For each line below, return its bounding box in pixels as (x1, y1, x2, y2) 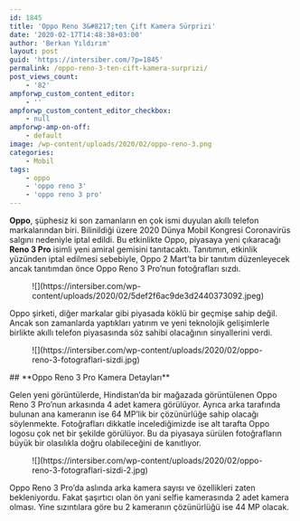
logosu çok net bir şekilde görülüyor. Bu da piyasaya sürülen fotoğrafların (9, 428, 282, 439)
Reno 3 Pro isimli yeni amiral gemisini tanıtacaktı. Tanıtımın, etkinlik (9, 244, 258, 255)
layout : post (9, 47, 59, 56)
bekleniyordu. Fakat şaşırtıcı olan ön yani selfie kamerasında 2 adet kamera (9, 492, 289, 503)
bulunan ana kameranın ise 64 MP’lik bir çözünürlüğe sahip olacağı (9, 409, 259, 420)
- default (25, 131, 63, 140)
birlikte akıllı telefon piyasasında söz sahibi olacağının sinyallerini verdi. (9, 327, 273, 338)
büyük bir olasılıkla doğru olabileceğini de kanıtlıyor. (9, 438, 202, 449)
